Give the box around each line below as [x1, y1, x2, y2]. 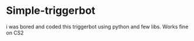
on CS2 [6, 29, 24, 36]
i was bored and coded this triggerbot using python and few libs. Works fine [6, 23, 189, 30]
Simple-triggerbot [6, 4, 96, 17]
